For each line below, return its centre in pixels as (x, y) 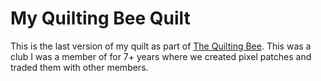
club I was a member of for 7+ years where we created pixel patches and (161, 56)
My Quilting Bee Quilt (100, 18)
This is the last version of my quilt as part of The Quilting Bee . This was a (161, 46)
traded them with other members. (79, 67)
